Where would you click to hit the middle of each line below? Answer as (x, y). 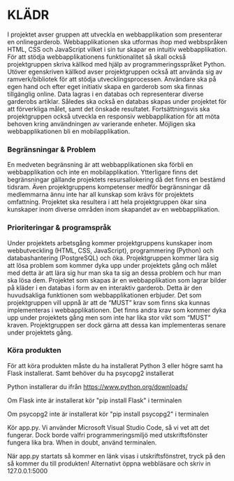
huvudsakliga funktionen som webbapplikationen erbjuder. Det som (104, 295)
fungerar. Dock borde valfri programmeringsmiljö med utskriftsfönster (108, 435)
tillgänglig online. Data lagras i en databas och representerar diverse (105, 94)
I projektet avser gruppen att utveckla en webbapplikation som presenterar (115, 34)
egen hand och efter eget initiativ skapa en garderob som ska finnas (105, 86)
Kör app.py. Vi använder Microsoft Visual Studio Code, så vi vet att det (108, 427)
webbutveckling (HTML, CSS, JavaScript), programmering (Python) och (111, 250)
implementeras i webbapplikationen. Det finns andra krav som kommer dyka (117, 310)
